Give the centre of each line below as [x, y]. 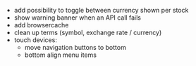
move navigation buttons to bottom [75, 47]
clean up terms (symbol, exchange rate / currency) [88, 32]
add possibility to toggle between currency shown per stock [101, 10]
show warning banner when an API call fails [77, 18]
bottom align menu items [61, 55]
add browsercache [41, 25]
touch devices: [36, 40]
